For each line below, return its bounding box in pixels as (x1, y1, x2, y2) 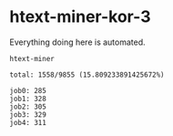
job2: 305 (9, 102, 47, 111)
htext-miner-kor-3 (9, 6, 151, 27)
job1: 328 (9, 94, 47, 103)
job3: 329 (9, 110, 47, 120)
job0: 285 (9, 86, 47, 95)
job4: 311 (9, 118, 47, 127)
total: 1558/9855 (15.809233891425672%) (9, 70, 166, 79)
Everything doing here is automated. (9, 37, 146, 47)
